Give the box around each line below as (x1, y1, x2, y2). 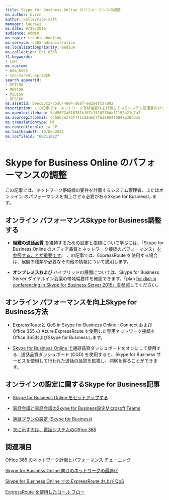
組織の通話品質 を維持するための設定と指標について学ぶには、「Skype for (12, 240, 164, 246)
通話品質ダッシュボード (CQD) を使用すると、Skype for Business (21, 351, 156, 358)
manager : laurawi (5, 21, 42, 27)
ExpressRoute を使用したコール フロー (5, 489, 85, 495)
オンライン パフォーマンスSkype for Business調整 (5, 216, 161, 225)
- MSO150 (5, 92, 24, 97)
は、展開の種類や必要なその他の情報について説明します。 (12, 259, 131, 264)
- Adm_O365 (5, 68, 28, 74)
